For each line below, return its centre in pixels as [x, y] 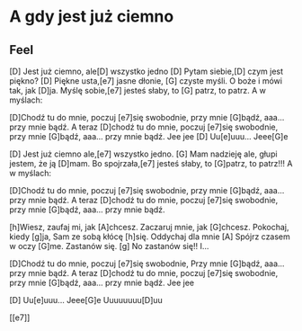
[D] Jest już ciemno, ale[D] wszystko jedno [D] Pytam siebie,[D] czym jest [147, 71]
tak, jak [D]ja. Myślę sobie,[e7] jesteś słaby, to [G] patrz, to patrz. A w [138, 90]
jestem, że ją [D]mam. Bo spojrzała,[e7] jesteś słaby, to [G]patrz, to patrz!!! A [151, 163]
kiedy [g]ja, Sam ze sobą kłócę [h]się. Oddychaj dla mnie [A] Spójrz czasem [150, 237]
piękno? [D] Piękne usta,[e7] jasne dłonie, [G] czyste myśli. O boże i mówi [146, 81]
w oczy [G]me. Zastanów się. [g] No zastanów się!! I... [109, 246]
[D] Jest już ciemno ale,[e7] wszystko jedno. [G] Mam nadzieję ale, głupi [143, 154]
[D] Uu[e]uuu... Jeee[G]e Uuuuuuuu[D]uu [86, 300]
